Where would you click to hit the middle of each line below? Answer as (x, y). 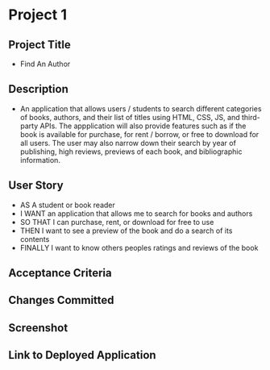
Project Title (39, 45)
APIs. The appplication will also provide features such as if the (143, 126)
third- (251, 117)
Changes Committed (61, 300)
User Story (36, 186)
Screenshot (38, 328)
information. (40, 160)
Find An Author (45, 64)
